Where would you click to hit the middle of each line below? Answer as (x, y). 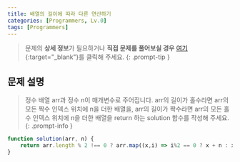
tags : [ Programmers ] (38, 27)
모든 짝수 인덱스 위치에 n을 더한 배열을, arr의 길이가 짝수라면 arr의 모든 (124, 109)
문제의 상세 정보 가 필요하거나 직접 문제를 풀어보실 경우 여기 (106, 48)
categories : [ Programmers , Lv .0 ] (57, 21)
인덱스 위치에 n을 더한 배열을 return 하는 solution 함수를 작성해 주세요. (131, 118)
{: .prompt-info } (49, 126)
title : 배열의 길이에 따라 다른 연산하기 (59, 14)
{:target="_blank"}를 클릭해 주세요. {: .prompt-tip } (97, 57)
